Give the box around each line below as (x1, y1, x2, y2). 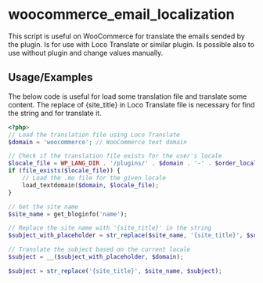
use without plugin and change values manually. (8, 48, 164, 57)
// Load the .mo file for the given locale (22, 174, 167, 182)
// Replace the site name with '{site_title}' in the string (8, 224, 212, 232)
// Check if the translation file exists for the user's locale (8, 152, 222, 160)
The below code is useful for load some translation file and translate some (8, 92, 247, 101)
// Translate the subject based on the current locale (8, 245, 191, 254)
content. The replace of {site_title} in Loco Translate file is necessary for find (8, 100, 255, 109)
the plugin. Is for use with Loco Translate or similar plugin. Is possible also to (8, 39, 254, 49)
